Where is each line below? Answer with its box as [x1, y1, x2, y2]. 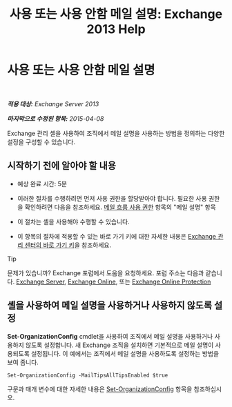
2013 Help [86, 21, 146, 37]
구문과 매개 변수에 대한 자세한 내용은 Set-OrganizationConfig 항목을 [7, 384, 193, 393]
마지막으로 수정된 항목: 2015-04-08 [7, 115, 104, 123]
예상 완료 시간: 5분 [17, 179, 68, 188]
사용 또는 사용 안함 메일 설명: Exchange [9, 6, 223, 22]
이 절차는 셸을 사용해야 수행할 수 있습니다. [17, 217, 130, 226]
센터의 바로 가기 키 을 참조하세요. [24, 241, 112, 249]
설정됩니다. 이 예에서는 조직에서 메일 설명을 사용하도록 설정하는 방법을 [30, 349, 220, 357]
